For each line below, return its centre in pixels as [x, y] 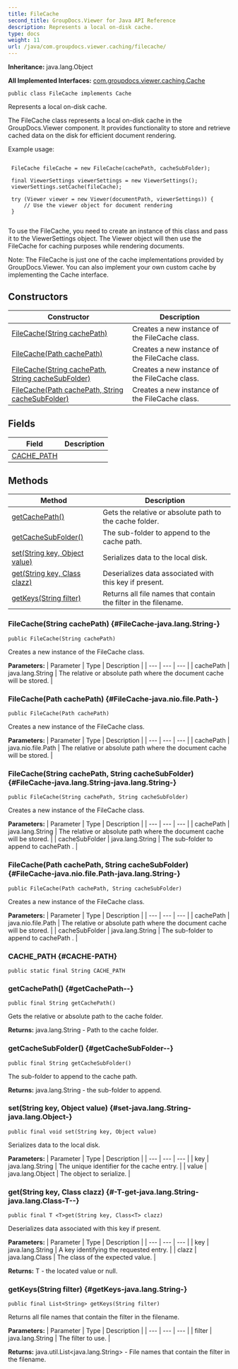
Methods [28, 481]
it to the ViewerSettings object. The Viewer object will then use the [105, 238]
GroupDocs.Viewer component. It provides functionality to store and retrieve [119, 128]
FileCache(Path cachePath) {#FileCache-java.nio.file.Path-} [113, 699]
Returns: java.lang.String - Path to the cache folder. [83, 1030]
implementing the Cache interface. [58, 275]
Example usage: [31, 149]
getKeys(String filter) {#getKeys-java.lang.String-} [98, 1290]
